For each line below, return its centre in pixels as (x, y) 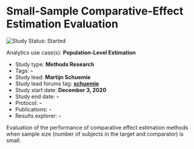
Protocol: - (28, 103)
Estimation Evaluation (62, 24)
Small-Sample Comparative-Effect (95, 11)
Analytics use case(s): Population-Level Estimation (71, 52)
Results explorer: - (38, 116)
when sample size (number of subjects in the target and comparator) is (95, 134)
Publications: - (33, 109)
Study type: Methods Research (55, 64)
